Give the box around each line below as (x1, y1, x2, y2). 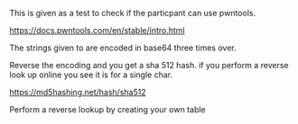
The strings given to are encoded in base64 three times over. (9, 42, 237, 53)
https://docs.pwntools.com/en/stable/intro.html (9, 25, 185, 35)
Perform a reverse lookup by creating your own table (9, 104, 206, 115)
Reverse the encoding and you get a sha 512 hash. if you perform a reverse (9, 60, 289, 70)
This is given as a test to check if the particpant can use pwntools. (9, 8, 256, 18)
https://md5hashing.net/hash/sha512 (9, 87, 146, 97)
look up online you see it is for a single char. (9, 69, 173, 80)
